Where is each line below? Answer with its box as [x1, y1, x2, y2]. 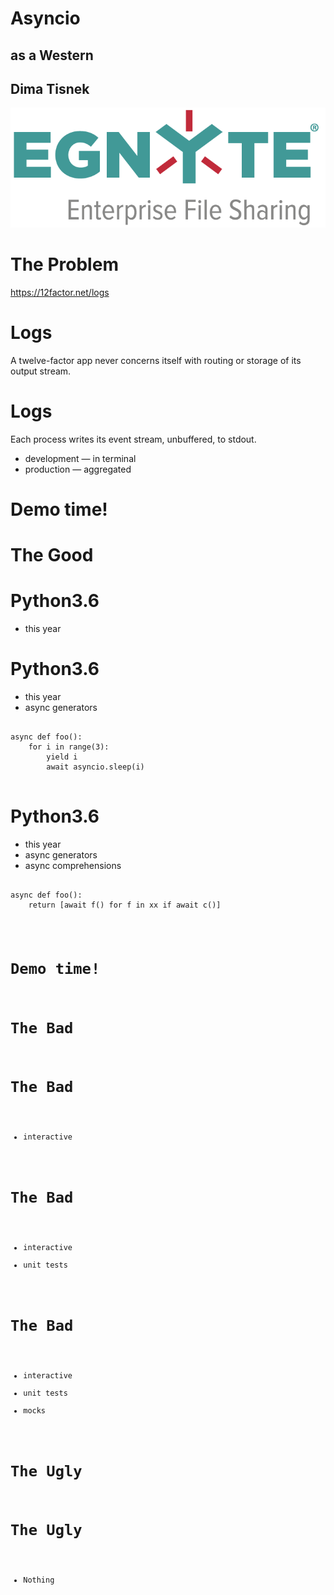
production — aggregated [24, 463, 132, 475]
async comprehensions [24, 859, 122, 871]
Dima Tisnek [10, 80, 90, 97]
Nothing [23, 1575, 55, 1585]
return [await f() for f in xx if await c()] [28, 900, 222, 910]
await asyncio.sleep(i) [46, 762, 145, 772]
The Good [10, 544, 94, 567]
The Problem [10, 253, 119, 276]
